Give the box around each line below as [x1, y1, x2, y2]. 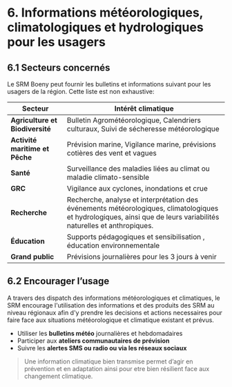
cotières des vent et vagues [66, 149, 157, 158]
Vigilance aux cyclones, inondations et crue [66, 184, 209, 193]
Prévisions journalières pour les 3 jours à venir [66, 252, 217, 261]
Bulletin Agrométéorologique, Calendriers [66, 115, 202, 125]
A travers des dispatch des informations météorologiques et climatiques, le [7, 294, 221, 302]
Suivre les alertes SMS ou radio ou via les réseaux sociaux [17, 343, 187, 352]
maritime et [10, 144, 50, 153]
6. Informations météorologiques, [7, 5, 204, 21]
